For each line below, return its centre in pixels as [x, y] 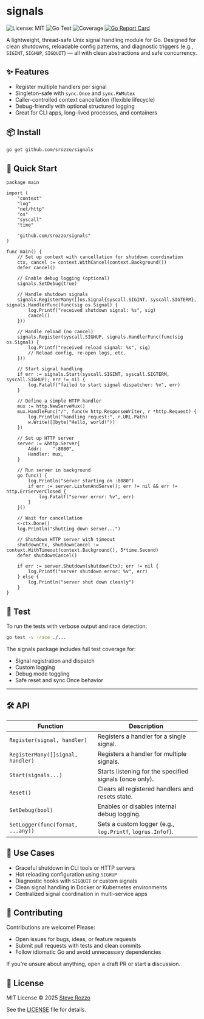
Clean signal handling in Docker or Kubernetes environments [91, 887]
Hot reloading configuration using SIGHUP [66, 874]
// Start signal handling [50, 369]
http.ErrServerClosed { [36, 492]
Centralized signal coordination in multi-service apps [81, 894]
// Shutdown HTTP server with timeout [66, 540]
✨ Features [28, 72]
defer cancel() [36, 268]
